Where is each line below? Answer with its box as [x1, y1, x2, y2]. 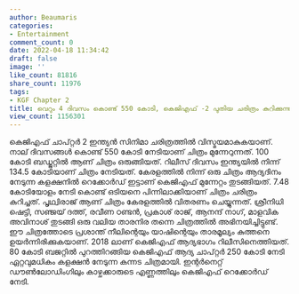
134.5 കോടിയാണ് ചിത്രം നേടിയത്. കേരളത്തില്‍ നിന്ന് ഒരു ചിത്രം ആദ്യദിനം [9, 166, 282, 178]
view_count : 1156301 [9, 112, 86, 121]
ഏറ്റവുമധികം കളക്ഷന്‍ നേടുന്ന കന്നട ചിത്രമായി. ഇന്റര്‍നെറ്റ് [9, 257, 223, 267]
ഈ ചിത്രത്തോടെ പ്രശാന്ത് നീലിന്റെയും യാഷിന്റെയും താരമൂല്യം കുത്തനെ [9, 226, 270, 237]
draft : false [9, 54, 58, 63]
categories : [9, 21, 53, 30]
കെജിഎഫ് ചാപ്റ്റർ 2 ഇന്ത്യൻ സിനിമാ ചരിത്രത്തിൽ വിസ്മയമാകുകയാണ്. [9, 137, 273, 147]
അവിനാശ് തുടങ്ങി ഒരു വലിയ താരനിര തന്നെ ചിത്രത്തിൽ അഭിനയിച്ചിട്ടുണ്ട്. [9, 217, 279, 227]
